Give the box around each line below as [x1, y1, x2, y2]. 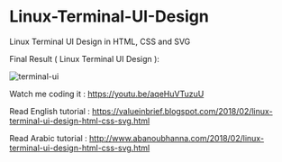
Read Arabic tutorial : [9, 132, 87, 143]
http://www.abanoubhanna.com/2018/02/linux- [88, 132, 264, 143]
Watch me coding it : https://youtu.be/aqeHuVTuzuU [9, 88, 205, 99]
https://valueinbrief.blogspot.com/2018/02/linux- [91, 105, 273, 116]
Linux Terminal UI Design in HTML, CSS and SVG [9, 36, 191, 47]
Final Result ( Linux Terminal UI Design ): [9, 53, 160, 64]
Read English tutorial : [9, 105, 90, 116]
